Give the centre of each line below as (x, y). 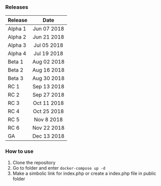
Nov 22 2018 (48, 128)
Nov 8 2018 (48, 119)
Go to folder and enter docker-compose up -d (59, 168)
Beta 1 (16, 62)
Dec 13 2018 (48, 136)
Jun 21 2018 (48, 37)
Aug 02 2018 (48, 62)
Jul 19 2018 (48, 53)
